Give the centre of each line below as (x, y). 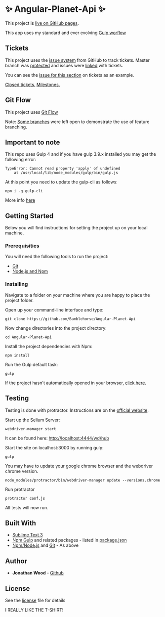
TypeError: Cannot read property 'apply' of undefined (63, 169)
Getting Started (29, 216)
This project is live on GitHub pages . (42, 23)
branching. (16, 127)
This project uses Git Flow (32, 112)
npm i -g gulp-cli (24, 191)
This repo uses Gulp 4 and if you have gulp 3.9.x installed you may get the (81, 154)
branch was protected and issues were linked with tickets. (64, 65)
